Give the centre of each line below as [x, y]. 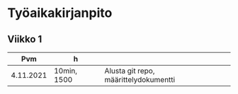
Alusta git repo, [130, 71]
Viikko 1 [25, 39]
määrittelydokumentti [140, 80]
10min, [66, 71]
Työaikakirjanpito [60, 13]
